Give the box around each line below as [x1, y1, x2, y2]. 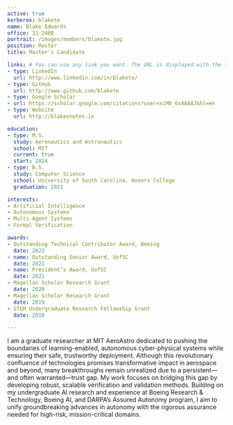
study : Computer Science [13, 171, 85, 177]
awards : [7, 234, 30, 241]
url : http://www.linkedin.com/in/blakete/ [13, 74, 138, 81]
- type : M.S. [7, 132, 45, 139]
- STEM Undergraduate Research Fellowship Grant [7, 305, 150, 312]
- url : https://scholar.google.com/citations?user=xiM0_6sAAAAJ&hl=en [7, 100, 216, 107]
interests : [7, 196, 39, 203]
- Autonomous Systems [7, 209, 70, 216]
